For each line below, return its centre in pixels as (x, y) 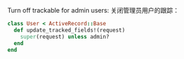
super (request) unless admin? (65, 37)
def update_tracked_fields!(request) (70, 30)
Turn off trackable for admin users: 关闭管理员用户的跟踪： (93, 10)
